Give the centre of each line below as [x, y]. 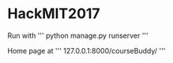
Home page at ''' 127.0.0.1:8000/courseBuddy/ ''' [86, 50]
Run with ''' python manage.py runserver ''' [78, 35]
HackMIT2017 [54, 14]
